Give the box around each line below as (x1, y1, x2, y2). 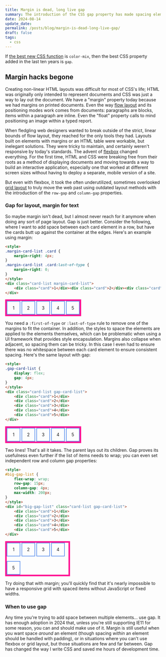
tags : (5, 35, 16, 40)
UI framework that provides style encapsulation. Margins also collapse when (5, 336, 161, 342)
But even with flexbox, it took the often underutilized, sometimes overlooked (5, 179, 160, 185)
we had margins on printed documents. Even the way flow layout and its (5, 102, 152, 108)
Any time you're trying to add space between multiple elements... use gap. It (5, 614, 161, 621)
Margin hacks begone (5, 73, 74, 81)
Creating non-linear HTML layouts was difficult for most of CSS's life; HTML (5, 86, 160, 92)
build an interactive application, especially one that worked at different (5, 164, 148, 170)
